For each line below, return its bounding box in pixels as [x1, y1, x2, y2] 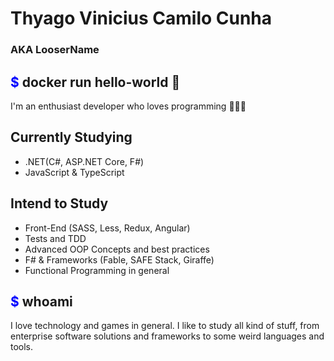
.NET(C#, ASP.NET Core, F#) [24, 155, 145, 167]
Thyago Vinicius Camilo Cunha [10, 7, 273, 30]
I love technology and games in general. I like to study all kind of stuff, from [10, 320, 320, 332]
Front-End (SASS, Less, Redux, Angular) [24, 222, 191, 234]
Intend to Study [10, 195, 109, 212]
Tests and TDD [24, 232, 87, 244]
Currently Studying [10, 129, 133, 146]
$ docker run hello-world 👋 [10, 73, 181, 91]
